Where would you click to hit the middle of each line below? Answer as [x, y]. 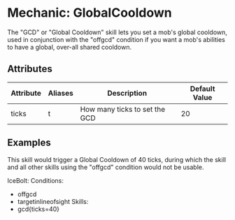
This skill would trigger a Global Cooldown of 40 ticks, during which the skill [116, 159]
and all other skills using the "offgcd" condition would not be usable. [106, 167]
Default [202, 89]
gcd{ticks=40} [38, 209]
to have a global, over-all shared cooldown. [70, 47]
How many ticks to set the [123, 109]
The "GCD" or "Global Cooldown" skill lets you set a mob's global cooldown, [117, 32]
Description [127, 93]
